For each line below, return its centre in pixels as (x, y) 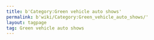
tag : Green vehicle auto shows (45, 28)
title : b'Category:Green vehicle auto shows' (64, 11)
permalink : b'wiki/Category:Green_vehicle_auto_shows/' (77, 17)
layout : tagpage (26, 22)
